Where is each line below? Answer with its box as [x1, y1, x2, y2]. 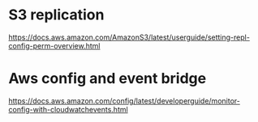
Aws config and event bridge [8, 69, 207, 88]
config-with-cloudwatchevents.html [8, 104, 128, 114]
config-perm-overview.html [8, 40, 101, 50]
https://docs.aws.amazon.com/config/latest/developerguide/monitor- [8, 95, 241, 106]
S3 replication [8, 6, 105, 24]
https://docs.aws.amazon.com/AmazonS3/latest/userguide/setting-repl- [8, 32, 250, 42]
